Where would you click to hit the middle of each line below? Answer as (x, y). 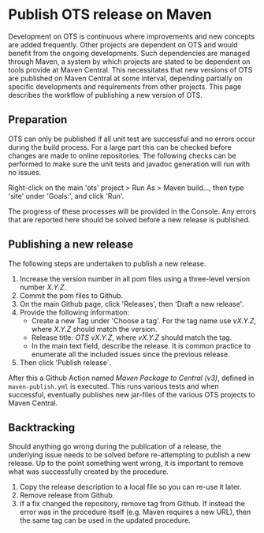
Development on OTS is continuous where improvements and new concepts (132, 36)
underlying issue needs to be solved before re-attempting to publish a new (129, 455)
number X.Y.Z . (43, 287)
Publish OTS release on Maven (110, 15)
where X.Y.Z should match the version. (94, 329)
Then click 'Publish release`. (65, 362)
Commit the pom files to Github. (71, 295)
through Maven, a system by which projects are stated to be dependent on (129, 61)
